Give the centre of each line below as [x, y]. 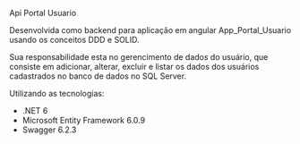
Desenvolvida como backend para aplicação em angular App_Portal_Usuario [150, 30]
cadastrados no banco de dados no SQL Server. [98, 76]
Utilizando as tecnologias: [57, 93]
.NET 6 [35, 110]
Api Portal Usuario [43, 13]
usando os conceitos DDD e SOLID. [75, 40]
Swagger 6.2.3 [49, 130]
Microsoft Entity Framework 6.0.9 [84, 120]
